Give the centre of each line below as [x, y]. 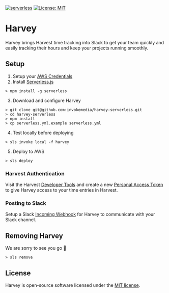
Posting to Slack [26, 203]
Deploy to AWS [29, 151]
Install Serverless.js [33, 82]
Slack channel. [21, 220]
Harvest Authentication [35, 173]
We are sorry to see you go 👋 [36, 248]
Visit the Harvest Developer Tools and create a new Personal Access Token [84, 185]
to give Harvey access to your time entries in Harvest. [62, 190]
